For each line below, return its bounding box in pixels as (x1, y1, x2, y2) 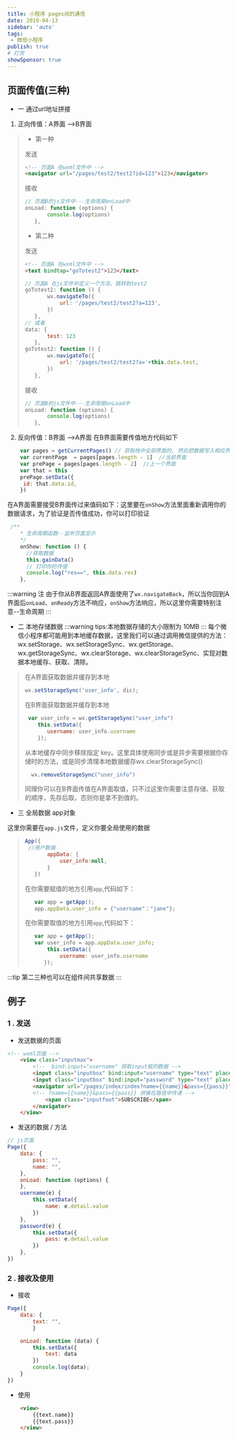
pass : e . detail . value (44, 1236, 109, 1243)
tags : (7, 30, 23, 37)
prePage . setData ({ (20, 473, 74, 481)
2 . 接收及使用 (7, 1273, 54, 1283)
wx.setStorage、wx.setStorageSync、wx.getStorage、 (17, 640, 178, 649)
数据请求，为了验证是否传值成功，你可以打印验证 (7, 509, 150, 518)
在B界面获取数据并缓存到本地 (24, 701, 109, 709)
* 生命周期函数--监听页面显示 (20, 530, 96, 538)
